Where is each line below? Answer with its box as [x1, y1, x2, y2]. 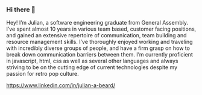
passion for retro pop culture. [6, 70, 80, 78]
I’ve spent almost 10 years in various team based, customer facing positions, [6, 25, 197, 32]
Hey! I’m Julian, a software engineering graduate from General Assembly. [6, 19, 189, 26]
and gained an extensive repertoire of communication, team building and [6, 32, 187, 39]
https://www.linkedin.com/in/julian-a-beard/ [6, 82, 116, 89]
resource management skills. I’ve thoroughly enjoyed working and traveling [6, 38, 193, 46]
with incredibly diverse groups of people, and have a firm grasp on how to [6, 44, 190, 52]
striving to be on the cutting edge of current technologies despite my [6, 64, 178, 71]
